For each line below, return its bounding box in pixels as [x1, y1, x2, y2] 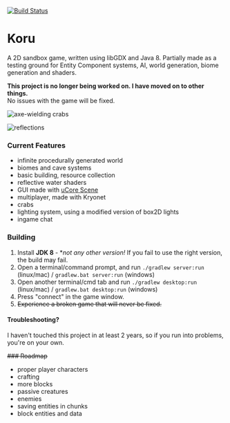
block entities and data [17, 409, 83, 417]
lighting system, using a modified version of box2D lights [17, 208, 180, 216]
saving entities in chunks [17, 402, 88, 410]
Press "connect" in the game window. [17, 292, 124, 300]
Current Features [7, 141, 66, 150]
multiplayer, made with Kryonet [17, 193, 106, 201]
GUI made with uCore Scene [17, 186, 99, 194]
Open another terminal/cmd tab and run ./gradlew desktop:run [17, 278, 198, 286]
